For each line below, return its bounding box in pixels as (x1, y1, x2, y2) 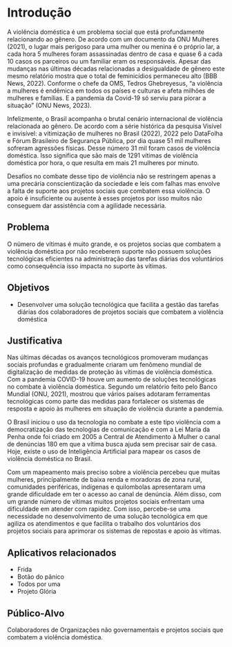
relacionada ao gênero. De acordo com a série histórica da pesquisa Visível (7, 122, 222, 130)
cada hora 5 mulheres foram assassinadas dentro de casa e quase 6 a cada (7, 50, 223, 58)
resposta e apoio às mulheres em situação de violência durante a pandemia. (7, 404, 224, 413)
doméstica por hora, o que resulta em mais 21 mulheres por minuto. (7, 158, 200, 167)
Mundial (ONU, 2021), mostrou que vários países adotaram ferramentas (7, 390, 211, 398)
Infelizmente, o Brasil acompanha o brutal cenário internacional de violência (7, 114, 223, 122)
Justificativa (7, 335, 63, 346)
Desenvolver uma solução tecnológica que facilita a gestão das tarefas (17, 300, 220, 308)
